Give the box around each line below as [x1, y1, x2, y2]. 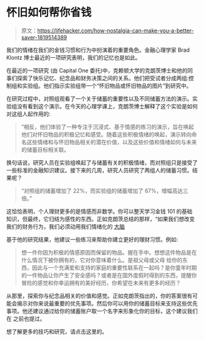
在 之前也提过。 [6, 315, 46, 322]
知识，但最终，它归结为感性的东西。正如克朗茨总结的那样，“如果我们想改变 [6, 215, 195, 222]
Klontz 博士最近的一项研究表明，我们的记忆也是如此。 [6, 54, 141, 61]
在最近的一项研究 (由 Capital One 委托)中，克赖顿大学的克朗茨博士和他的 [6, 66, 188, 74]
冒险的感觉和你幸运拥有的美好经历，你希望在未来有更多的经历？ [21, 279, 181, 286]
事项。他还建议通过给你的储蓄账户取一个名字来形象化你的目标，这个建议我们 [6, 307, 198, 314]
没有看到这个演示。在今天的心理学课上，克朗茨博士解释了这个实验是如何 [16, 102, 198, 110]
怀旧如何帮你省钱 [6, 5, 92, 19]
